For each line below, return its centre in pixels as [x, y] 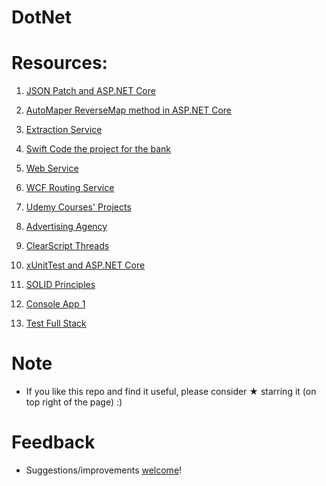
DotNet [41, 17]
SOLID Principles [60, 285]
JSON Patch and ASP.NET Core [90, 91]
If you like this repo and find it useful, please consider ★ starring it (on [171, 392]
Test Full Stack [56, 323]
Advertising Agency [66, 227]
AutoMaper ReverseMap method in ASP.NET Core [129, 110]
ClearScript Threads [67, 246]
